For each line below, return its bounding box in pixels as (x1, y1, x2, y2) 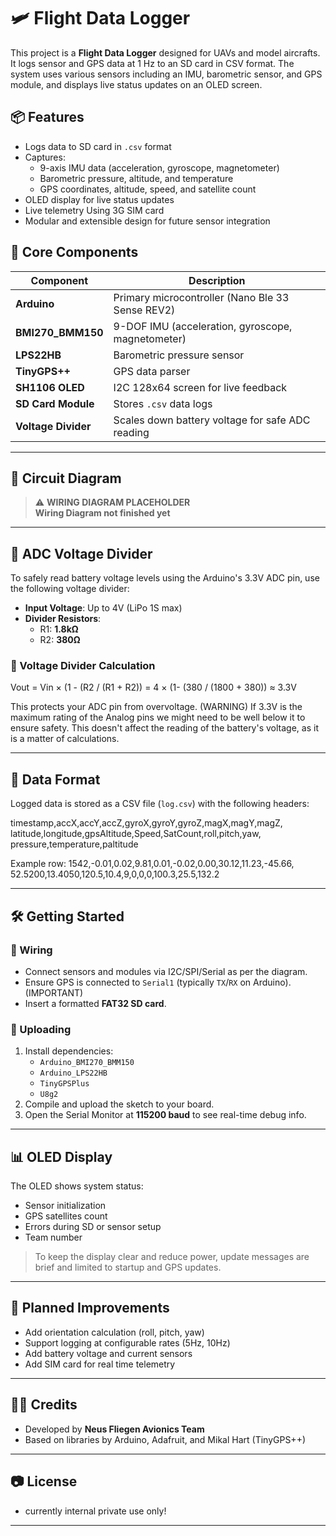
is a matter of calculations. (10, 733, 120, 745)
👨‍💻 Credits (10, 1396, 78, 1414)
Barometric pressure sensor (113, 348, 245, 362)
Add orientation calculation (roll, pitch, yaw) (24, 1326, 205, 1338)
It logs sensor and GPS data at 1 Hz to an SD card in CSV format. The (10, 57, 295, 69)
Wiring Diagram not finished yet (34, 507, 171, 519)
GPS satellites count (24, 1210, 108, 1222)
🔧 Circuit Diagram (10, 470, 122, 487)
